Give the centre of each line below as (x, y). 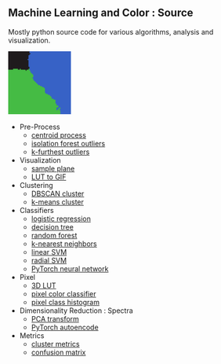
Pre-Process (40, 127)
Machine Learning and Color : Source (101, 13)
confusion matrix (58, 352)
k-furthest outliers (60, 152)
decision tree (53, 226)
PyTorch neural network (70, 268)
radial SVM (49, 260)
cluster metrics (55, 344)
